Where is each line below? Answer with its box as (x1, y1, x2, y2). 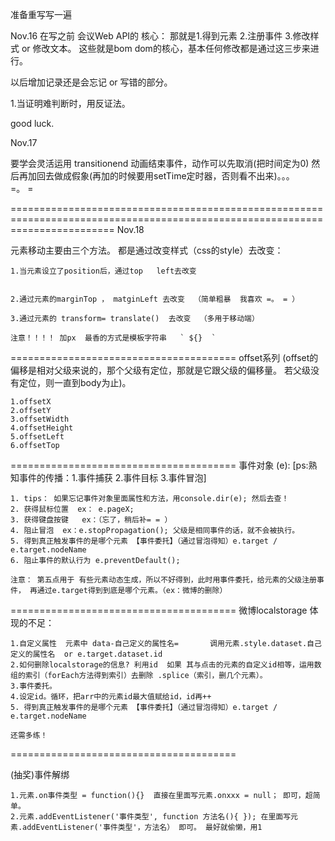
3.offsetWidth (10, 414, 70, 424)
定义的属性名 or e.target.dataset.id (10, 649, 163, 659)
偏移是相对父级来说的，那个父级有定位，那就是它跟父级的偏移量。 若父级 (10, 364, 311, 376)
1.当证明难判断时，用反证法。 (10, 98, 131, 109)
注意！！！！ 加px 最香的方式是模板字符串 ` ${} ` (10, 333, 217, 343)
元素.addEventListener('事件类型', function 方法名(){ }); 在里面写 (19, 812, 292, 822)
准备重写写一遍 (10, 9, 72, 20)
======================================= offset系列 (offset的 (10, 352, 319, 363)
